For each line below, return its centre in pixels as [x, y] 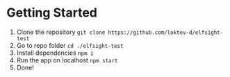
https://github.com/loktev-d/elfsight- [166, 33]
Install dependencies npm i [55, 53]
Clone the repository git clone [61, 32]
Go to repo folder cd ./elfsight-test [70, 45]
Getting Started [52, 13]
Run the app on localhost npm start [67, 60]
